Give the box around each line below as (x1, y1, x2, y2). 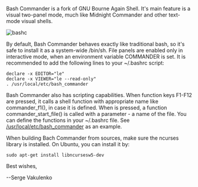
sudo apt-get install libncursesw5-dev (6, 152, 105, 158)
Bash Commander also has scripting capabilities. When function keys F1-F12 (6, 92, 192, 98)
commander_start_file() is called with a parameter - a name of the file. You (6, 111, 187, 117)
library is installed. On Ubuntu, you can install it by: (6, 141, 130, 147)
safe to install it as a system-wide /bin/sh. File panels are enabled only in (6, 47, 183, 54)
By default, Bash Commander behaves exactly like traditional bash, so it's (6, 41, 185, 47)
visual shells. (21, 18, 53, 24)
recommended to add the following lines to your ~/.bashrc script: (6, 59, 164, 66)
